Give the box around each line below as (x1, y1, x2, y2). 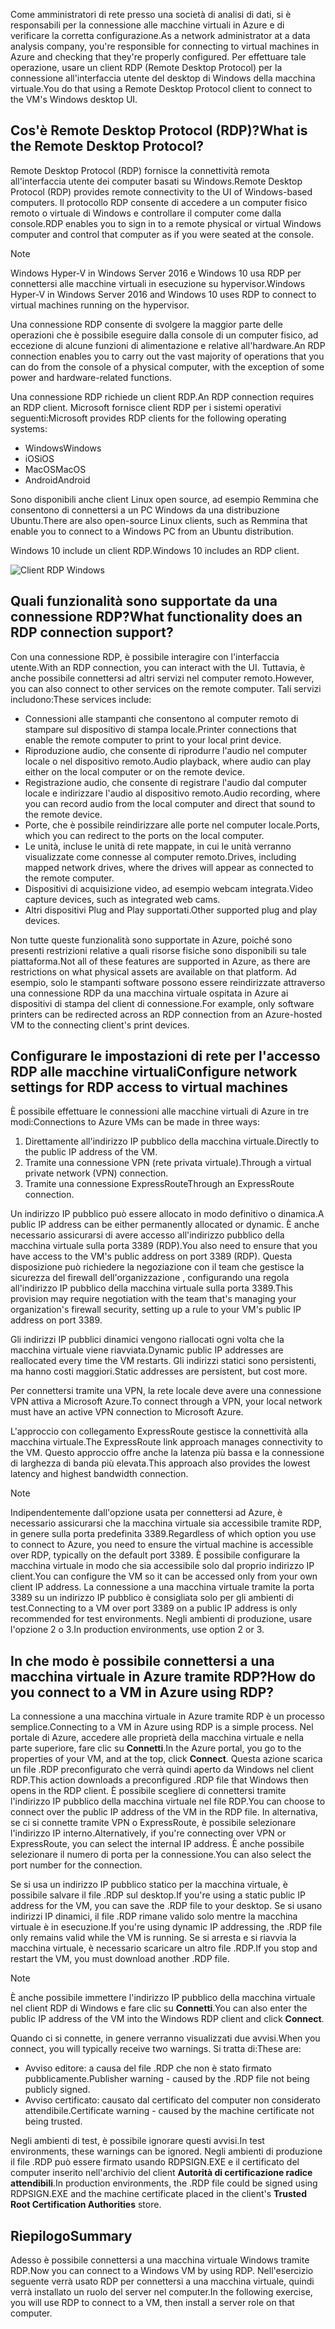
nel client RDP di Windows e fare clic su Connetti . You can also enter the (10, 2002, 308, 2014)
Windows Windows (24, 442, 102, 454)
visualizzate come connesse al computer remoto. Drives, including (24, 850, 297, 863)
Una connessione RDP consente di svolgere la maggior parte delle (10, 318, 283, 330)
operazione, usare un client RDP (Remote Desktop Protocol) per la (10, 62, 283, 73)
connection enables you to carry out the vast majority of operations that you (10, 350, 325, 362)
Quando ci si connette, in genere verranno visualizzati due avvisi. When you (10, 2032, 321, 2044)
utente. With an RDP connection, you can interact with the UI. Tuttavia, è (10, 661, 306, 673)
